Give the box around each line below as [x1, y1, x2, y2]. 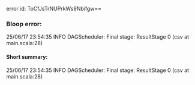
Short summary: [6, 53, 48, 60]
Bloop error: [6, 20, 42, 28]
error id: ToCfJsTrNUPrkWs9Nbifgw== [6, 5, 102, 12]
